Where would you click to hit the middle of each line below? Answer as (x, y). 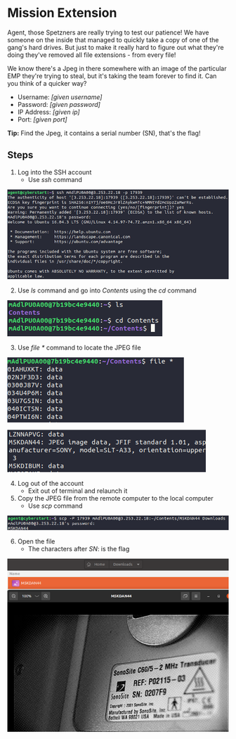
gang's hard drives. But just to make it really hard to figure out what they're (116, 47)
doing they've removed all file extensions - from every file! (92, 55)
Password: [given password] (59, 104)
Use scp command (55, 506)
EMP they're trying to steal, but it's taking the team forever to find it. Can (112, 76)
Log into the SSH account (54, 172)
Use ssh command (55, 179)
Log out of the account (51, 483)
